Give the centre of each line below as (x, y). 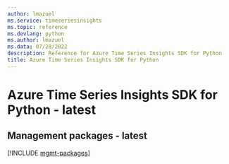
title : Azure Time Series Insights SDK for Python (83, 60)
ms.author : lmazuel (36, 40)
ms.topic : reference (38, 27)
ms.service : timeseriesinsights (55, 20)
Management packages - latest (78, 136)
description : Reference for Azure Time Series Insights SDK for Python (114, 54)
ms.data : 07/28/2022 (38, 47)
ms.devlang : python (36, 34)
